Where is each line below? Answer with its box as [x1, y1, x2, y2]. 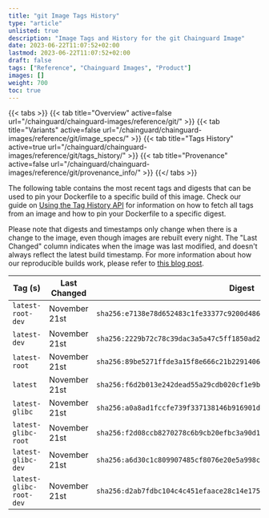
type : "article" [8, 19, 62, 27]
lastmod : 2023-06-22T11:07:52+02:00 [8, 49, 130, 57]
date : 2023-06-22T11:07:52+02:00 [8, 42, 120, 50]
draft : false [8, 57, 52, 65]
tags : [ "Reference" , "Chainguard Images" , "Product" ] [8, 64, 192, 72]
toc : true [8, 86, 42, 95]
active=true [8, 142, 46, 152]
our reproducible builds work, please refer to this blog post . [8, 258, 204, 269]
